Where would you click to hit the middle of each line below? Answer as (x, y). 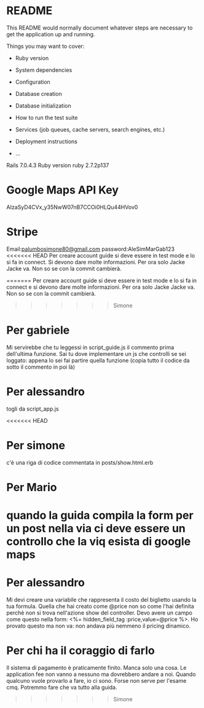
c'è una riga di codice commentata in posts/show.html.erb (80, 462)
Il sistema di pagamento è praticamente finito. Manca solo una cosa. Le (96, 667)
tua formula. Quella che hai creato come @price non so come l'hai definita (100, 606)
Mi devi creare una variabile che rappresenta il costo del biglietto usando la (101, 599)
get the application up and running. (51, 34)
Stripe (22, 232)
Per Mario (32, 487)
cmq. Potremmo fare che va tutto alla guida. (62, 687)
